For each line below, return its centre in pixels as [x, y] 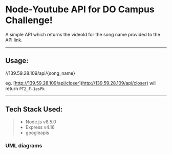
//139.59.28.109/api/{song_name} [40, 73]
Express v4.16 [40, 127]
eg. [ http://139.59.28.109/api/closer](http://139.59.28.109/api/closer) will [81, 83]
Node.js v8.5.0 [41, 122]
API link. [14, 40]
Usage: [17, 61]
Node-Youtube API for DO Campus [80, 9]
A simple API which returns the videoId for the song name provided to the [83, 34]
